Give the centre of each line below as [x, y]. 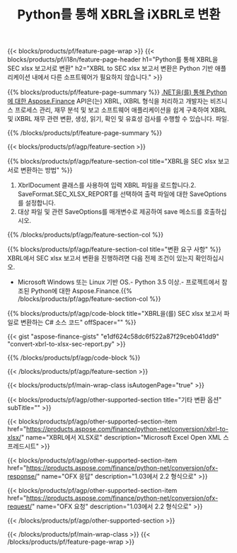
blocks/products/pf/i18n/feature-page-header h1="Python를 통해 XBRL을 [113, 59]
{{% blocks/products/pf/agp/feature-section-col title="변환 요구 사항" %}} [114, 249]
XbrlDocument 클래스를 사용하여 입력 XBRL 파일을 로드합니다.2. [107, 186]
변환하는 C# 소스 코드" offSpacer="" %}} [78, 322]
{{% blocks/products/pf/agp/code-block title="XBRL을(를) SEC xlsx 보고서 [115, 314]
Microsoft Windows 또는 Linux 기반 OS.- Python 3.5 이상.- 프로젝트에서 [119, 282]
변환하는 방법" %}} [46, 170]
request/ [20, 506]
